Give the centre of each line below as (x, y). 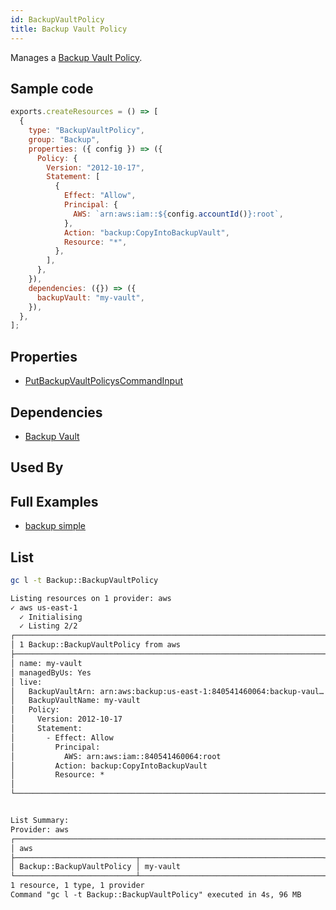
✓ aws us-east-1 (44, 607)
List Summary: (40, 821)
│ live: (26, 682)
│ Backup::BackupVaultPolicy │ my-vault (96, 867)
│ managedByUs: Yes (51, 672)
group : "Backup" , (64, 139)
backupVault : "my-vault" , (90, 297)
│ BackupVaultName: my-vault (75, 701)
